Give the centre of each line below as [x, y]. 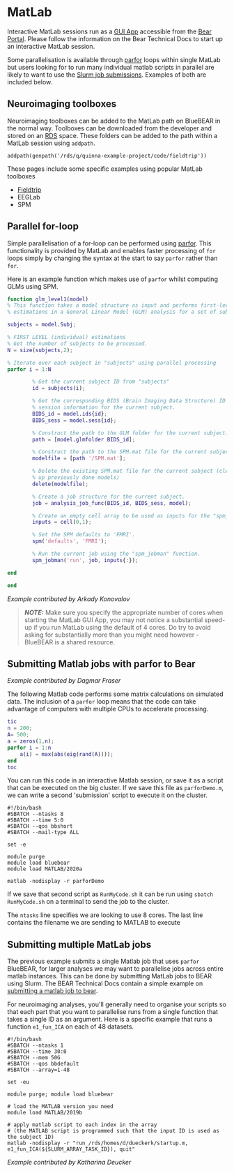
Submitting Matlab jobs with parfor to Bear [102, 664]
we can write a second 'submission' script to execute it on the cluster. [107, 795]
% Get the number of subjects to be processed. [78, 343]
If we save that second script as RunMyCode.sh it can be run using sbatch [110, 894]
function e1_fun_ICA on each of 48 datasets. [71, 1027]
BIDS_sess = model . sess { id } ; [75, 420]
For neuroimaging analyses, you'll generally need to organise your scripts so [117, 1004]
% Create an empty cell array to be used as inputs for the [121, 516]
